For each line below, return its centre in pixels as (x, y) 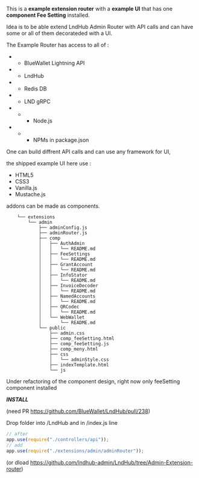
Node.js (43, 121)
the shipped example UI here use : (49, 163)
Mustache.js (30, 194)
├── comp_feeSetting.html (82, 339)
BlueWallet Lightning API (54, 63)
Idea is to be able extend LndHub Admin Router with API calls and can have (100, 27)
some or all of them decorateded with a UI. (59, 33)
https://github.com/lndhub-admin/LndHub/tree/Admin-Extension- (111, 462)
